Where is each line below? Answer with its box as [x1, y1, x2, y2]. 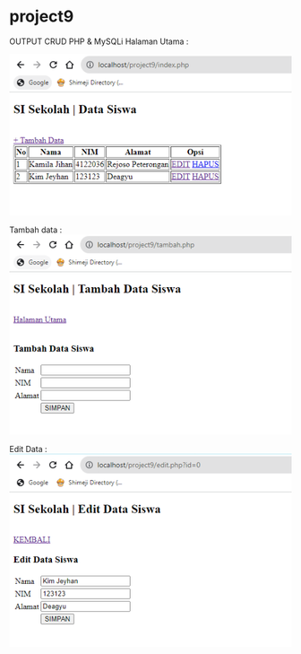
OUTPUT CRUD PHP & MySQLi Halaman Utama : [9, 36, 189, 47]
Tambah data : [9, 224, 63, 235]
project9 [9, 6, 74, 27]
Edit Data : [9, 443, 47, 454]
